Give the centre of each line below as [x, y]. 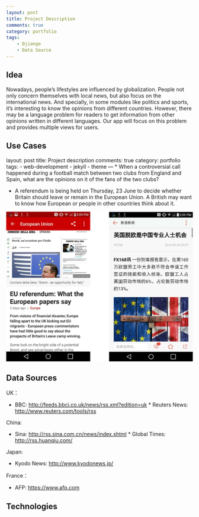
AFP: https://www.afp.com [47, 488]
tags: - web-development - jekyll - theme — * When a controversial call [93, 166]
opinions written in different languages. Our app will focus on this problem [97, 121]
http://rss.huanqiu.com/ [44, 440]
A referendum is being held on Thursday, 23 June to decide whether [98, 191]
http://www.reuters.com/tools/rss [55, 411]
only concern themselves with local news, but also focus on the [84, 96]
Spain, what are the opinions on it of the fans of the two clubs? [83, 179]
